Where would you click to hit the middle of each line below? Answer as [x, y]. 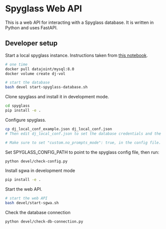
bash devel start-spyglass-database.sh [46, 87]
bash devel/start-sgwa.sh [32, 203]
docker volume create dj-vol [35, 74]
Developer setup [32, 43]
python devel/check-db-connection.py [44, 222]
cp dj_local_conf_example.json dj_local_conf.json [59, 129]
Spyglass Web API [43, 9]
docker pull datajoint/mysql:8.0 [40, 69]
